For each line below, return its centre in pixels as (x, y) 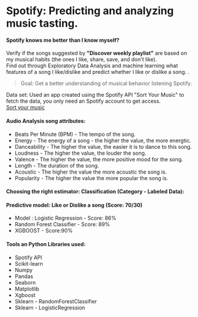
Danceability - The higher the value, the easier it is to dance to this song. (103, 146)
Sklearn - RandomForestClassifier (56, 301)
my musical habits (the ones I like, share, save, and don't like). (82, 60)
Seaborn (25, 282)
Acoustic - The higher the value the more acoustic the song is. (91, 172)
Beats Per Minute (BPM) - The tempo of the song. (75, 134)
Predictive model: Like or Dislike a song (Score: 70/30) (74, 205)
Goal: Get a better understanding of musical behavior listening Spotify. (106, 83)
